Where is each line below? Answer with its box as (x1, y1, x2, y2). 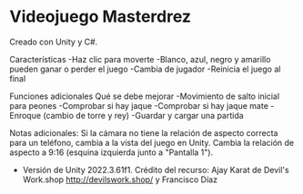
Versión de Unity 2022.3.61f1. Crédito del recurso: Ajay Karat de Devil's (22, 164, 289, 175)
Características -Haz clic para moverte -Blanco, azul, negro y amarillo (9, 53, 271, 64)
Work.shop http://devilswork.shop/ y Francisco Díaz (22, 174, 218, 185)
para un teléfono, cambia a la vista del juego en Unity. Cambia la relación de (9, 137, 295, 148)
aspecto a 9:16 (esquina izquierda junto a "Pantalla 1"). (9, 147, 214, 158)
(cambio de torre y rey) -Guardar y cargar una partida (43, 110, 244, 121)
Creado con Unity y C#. (9, 36, 98, 47)
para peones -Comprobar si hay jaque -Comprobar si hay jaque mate (9, 100, 268, 111)
